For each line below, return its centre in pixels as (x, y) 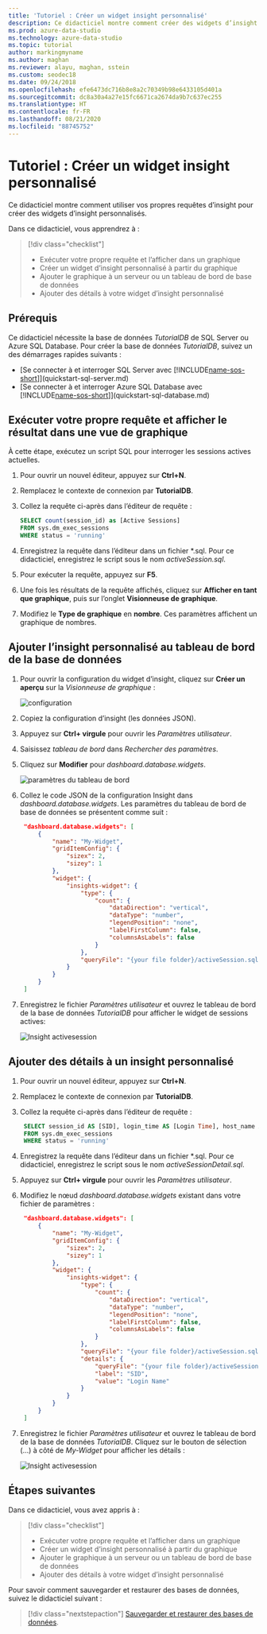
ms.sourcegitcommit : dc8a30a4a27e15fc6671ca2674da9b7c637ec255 (115, 97)
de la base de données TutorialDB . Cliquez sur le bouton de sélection (133, 1442)
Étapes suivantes (52, 1490)
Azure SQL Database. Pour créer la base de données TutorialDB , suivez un (130, 346)
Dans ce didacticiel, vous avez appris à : (74, 1510)
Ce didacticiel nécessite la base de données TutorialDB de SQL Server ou (128, 337)
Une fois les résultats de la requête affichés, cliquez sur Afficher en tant (138, 590)
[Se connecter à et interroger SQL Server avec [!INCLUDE (114, 370)
